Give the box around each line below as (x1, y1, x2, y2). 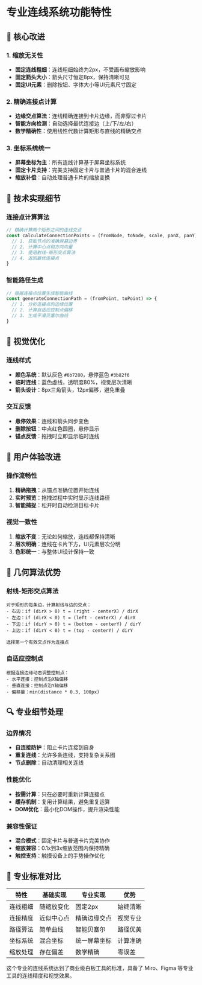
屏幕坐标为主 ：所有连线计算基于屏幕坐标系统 (14, 159, 126, 166)
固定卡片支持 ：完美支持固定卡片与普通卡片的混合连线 (14, 167, 147, 174)
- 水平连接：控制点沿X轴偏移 (6, 676, 69, 682)
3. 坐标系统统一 (6, 144, 51, 153)
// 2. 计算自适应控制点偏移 (11, 307, 73, 313)
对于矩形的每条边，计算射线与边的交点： (6, 602, 91, 608)
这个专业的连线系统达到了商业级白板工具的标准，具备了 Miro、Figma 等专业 (6, 964, 194, 972)
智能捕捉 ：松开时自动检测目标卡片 (14, 502, 100, 509)
